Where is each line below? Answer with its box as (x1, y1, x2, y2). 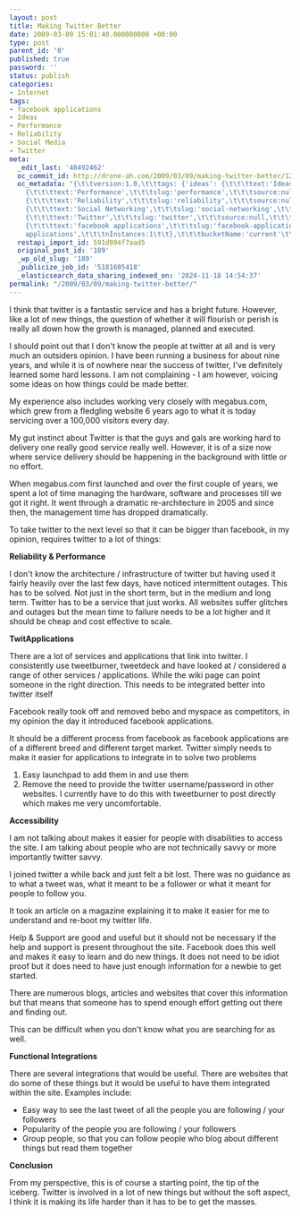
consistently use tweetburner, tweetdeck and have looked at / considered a (9, 660, 287, 671)
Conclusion (9, 1160, 54, 1170)
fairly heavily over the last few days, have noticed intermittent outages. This (9, 578, 288, 588)
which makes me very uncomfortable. (21, 798, 162, 809)
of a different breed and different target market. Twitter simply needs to (9, 742, 272, 753)
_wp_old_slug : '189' (17, 254, 94, 264)
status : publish (9, 72, 70, 81)
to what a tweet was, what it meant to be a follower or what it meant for (9, 878, 271, 889)
